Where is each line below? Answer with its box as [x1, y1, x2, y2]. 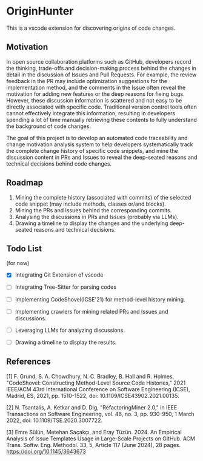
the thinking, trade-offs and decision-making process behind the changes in [6, 64, 197, 72]
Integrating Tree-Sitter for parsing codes [15, 283, 117, 291]
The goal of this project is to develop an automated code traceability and [6, 134, 188, 141]
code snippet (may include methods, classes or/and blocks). [15, 200, 167, 207]
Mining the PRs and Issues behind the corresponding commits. [15, 206, 172, 214]
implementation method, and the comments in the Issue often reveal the [6, 84, 186, 91]
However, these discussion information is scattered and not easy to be [6, 96, 182, 104]
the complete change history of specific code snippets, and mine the [6, 147, 179, 154]
